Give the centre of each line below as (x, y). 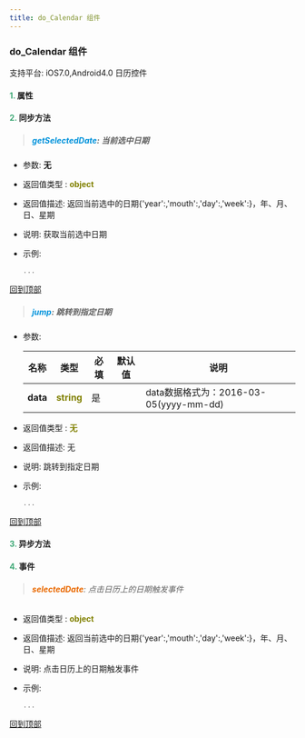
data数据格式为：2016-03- (206, 392)
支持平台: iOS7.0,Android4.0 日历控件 (79, 73)
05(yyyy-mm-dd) (184, 404)
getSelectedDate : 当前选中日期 (90, 140)
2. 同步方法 (30, 118)
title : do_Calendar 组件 (55, 18)
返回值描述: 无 (49, 447)
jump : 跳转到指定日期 (71, 312)
